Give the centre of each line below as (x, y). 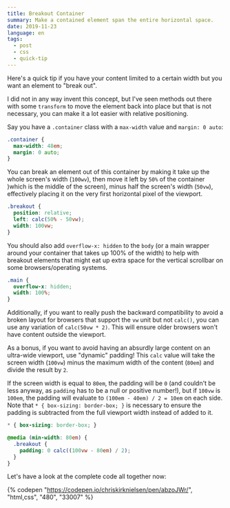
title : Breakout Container (46, 13)
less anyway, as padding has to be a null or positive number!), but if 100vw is (114, 391)
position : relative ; (43, 213)
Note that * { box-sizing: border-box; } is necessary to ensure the (104, 405)
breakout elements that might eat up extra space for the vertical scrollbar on (115, 260)
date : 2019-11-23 (32, 26)
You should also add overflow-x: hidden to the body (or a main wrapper (108, 245)
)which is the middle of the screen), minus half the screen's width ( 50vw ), (110, 186)
